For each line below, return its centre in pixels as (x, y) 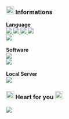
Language (18, 25)
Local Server (22, 74)
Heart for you (34, 97)
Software (17, 50)
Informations (34, 12)
